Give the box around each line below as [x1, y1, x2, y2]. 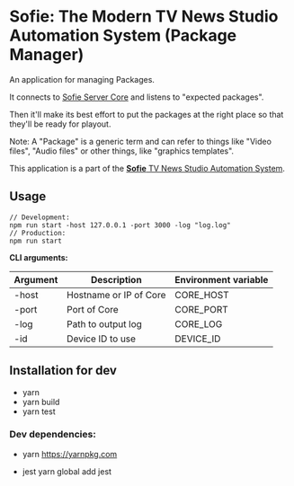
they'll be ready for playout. [9, 119, 111, 129]
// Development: [9, 213, 70, 222]
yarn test [22, 406, 56, 417]
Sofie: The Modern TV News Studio [9, 6, 279, 27]
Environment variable [174, 273, 269, 286]
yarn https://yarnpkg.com [22, 448, 118, 459]
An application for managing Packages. [9, 74, 156, 84]
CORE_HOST [174, 288, 229, 301]
